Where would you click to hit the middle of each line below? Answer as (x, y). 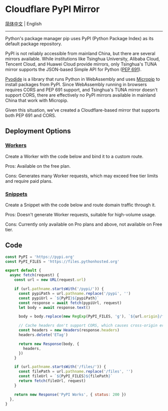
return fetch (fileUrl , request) (52, 381)
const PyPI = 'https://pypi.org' (40, 257)
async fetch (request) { (34, 275)
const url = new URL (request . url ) (50, 280)
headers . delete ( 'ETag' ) (43, 335)
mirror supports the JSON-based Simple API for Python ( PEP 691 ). (73, 69)
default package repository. (34, 44)
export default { (23, 271)
